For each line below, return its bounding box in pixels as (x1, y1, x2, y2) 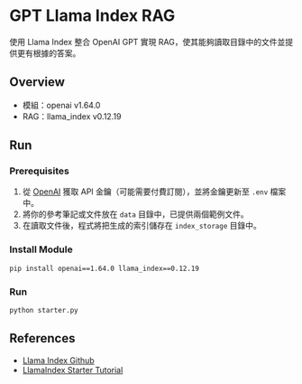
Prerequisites (9, 164, 69, 177)
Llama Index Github (22, 354, 95, 366)
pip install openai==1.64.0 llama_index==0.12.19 (9, 264, 200, 273)
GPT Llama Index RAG (9, 5, 176, 26)
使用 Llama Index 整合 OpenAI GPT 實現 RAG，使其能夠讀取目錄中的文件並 (9, 36, 286, 47)
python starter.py (9, 305, 78, 314)
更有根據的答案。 (16, 47, 81, 59)
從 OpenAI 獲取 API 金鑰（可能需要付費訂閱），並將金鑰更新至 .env (22, 186, 269, 197)
